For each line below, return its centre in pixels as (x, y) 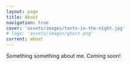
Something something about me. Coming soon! (64, 56)
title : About (22, 17)
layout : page (22, 12)
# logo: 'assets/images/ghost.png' (50, 34)
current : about (25, 39)
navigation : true (27, 22)
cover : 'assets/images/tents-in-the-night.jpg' (66, 28)
